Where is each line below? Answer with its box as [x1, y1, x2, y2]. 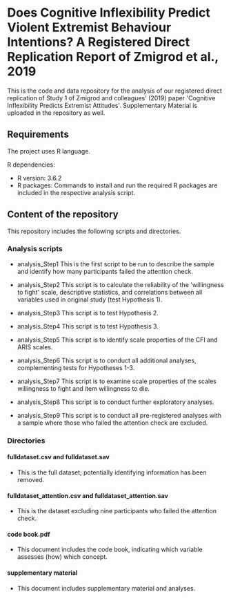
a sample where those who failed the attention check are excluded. [17, 418, 208, 427]
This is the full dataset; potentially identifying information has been [17, 468, 207, 477]
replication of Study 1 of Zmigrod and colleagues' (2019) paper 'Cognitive [7, 93, 216, 102]
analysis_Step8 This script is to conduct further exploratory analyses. [17, 398, 214, 406]
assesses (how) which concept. [17, 553, 108, 561]
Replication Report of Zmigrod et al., [7, 49, 219, 65]
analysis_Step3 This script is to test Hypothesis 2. [17, 308, 159, 317]
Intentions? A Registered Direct [7, 35, 190, 50]
